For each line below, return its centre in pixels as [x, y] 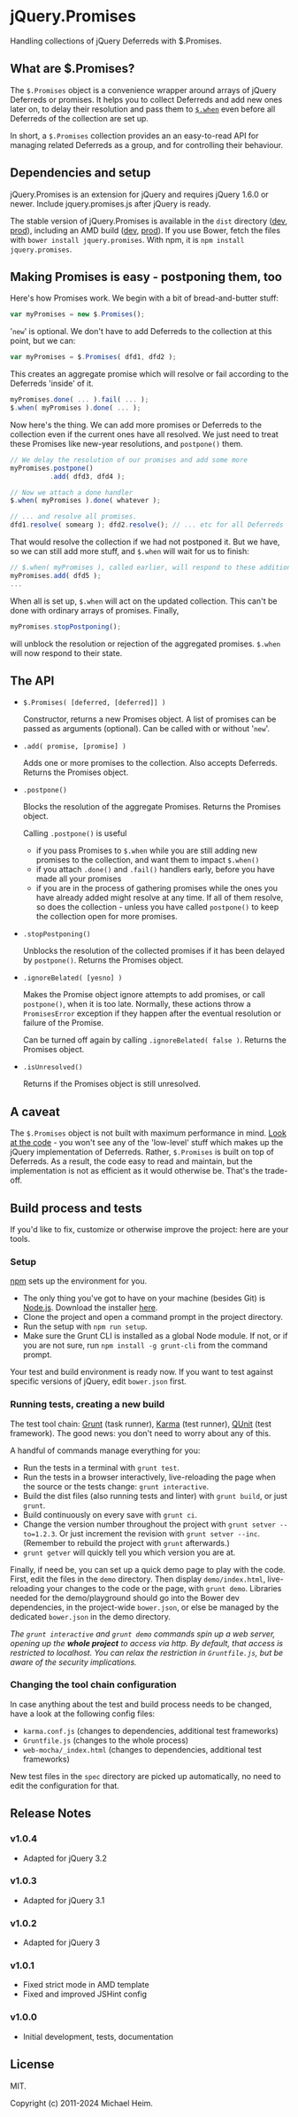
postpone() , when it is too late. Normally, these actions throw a [137, 1004]
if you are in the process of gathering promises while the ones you [157, 888]
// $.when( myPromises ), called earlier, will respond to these [133, 567]
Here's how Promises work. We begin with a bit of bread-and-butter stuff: [145, 298]
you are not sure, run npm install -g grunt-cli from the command [145, 1346]
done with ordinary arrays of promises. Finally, [95, 610]
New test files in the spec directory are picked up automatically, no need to [145, 1776]
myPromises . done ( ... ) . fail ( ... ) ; [80, 400]
